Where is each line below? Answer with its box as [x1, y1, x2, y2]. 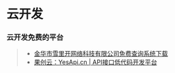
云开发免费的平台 [6, 32, 64, 42]
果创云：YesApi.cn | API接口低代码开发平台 [33, 58, 158, 66]
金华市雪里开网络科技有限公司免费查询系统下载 [33, 50, 168, 58]
